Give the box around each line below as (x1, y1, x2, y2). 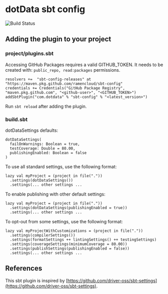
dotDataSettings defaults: (5, 127, 59, 133)
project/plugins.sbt (5, 50, 54, 57)
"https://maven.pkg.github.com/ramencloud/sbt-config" (5, 81, 123, 86)
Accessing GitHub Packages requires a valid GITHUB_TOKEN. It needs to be (5, 62, 163, 68)
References (5, 264, 42, 273)
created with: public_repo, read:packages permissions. (5, 67, 121, 73)
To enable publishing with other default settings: (5, 191, 106, 197)
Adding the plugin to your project (5, 35, 111, 43)
